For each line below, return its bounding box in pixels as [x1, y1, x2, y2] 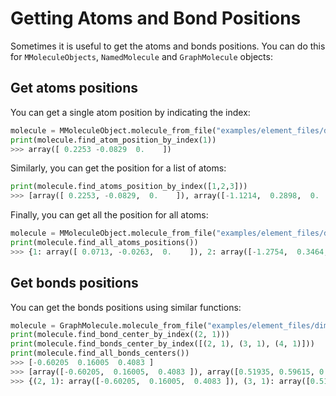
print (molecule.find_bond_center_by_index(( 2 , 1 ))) [10, 330, 230, 340]
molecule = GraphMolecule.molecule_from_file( [10, 320, 208, 331]
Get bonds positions [10, 275, 139, 292]
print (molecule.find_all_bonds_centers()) [10, 348, 190, 359]
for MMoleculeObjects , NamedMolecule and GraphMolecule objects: [10, 50, 273, 62]
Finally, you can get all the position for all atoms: [10, 209, 209, 221]
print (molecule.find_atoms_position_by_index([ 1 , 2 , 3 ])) [10, 182, 248, 192]
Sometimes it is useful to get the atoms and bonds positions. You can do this [10, 40, 326, 52]
